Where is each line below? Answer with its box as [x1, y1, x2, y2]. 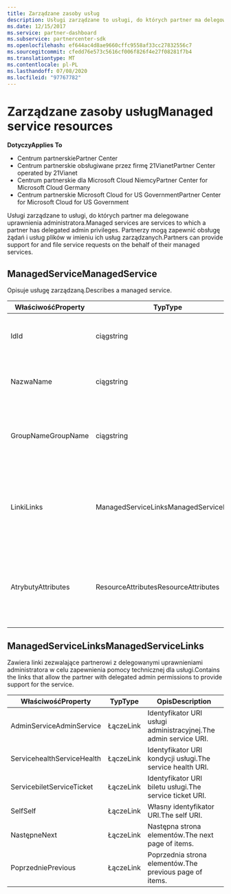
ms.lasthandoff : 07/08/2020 [7, 67, 88, 74]
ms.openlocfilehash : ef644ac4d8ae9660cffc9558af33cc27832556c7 [7, 42, 192, 49]
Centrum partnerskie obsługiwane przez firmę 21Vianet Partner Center [16, 162, 216, 170]
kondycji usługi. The [147, 754, 211, 763]
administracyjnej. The [147, 725, 215, 734]
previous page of [147, 867, 203, 877]
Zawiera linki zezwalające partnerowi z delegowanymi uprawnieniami [7, 658, 203, 666]
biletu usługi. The [147, 782, 201, 792]
